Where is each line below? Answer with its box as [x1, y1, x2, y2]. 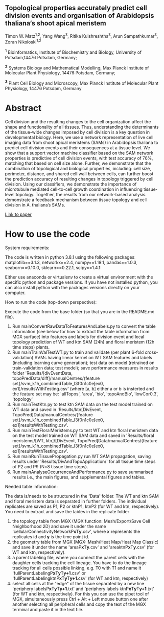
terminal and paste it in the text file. [12, 606, 84, 612]
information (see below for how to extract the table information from [12, 328, 150, 334]
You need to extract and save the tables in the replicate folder [5, 508, 130, 514]
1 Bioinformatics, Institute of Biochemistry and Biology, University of [5, 48, 142, 55]
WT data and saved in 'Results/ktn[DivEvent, [12, 406, 102, 412]
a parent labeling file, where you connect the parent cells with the [12, 554, 145, 560]
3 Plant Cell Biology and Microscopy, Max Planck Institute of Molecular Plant [5, 79, 159, 86]
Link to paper [5, 211, 32, 217]
